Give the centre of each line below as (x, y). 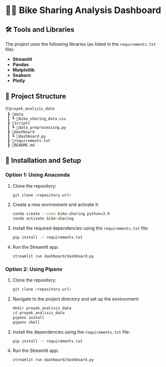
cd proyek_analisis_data (38, 313)
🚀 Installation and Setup (43, 161)
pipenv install (28, 317)
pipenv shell (26, 322)
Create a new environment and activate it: (56, 205)
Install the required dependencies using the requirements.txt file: (80, 228)
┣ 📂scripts (19, 123)
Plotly (19, 81)
